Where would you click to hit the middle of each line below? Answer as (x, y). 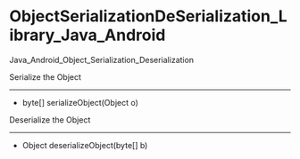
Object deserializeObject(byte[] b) (85, 145)
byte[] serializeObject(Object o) (80, 102)
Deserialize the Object (50, 119)
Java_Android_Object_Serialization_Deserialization (102, 60)
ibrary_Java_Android (87, 35)
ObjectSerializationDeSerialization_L (148, 16)
